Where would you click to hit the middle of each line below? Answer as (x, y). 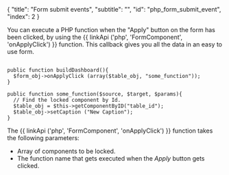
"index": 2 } (23, 16)
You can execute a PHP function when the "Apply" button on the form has (111, 30)
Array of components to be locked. (66, 151)
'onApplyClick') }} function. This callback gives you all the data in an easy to (115, 44)
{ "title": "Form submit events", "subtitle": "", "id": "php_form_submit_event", (114, 9)
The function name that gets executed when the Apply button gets (111, 158)
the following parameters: (44, 138)
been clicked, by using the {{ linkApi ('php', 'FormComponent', (95, 37)
